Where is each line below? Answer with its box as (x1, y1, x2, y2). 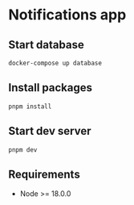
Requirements (8, 168, 80, 182)
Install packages (8, 81, 92, 94)
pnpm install (8, 102, 52, 111)
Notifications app (8, 6, 127, 24)
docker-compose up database (8, 59, 103, 67)
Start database (8, 38, 84, 52)
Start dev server (8, 124, 91, 138)
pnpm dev (8, 145, 38, 154)
